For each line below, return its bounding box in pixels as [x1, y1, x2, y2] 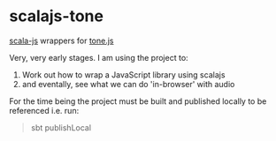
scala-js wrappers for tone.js [9, 35, 114, 46]
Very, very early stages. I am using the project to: [9, 52, 188, 63]
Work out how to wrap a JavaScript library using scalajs [21, 69, 226, 80]
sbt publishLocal [30, 122, 91, 133]
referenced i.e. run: [9, 105, 80, 115]
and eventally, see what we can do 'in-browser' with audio [21, 78, 235, 89]
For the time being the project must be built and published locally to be [9, 95, 267, 107]
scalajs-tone [9, 6, 104, 26]
